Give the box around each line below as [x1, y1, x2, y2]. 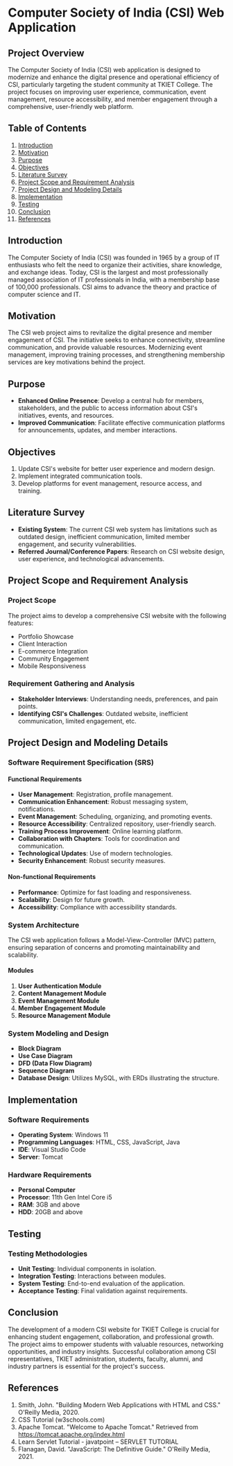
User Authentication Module [17, 982, 102, 990]
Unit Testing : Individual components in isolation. [17, 1265, 157, 1273]
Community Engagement [17, 654, 89, 663]
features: [8, 619, 34, 627]
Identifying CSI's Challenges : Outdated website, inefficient [17, 709, 189, 717]
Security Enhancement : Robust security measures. [17, 857, 166, 865]
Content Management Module [17, 989, 107, 998]
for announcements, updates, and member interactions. [17, 426, 178, 434]
